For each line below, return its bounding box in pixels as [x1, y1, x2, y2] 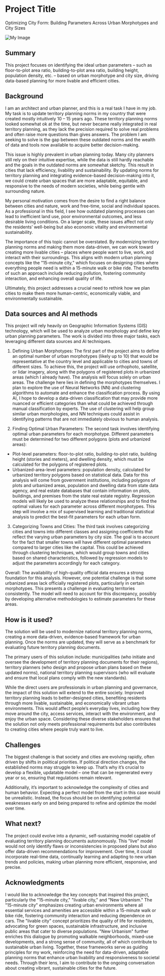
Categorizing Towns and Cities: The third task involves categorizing [12, 524, 150, 529]
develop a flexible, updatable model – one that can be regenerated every [5, 770, 153, 775]
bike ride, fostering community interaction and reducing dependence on [5, 912, 151, 918]
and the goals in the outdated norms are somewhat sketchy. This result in [5, 162, 154, 168]
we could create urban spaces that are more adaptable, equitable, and [5, 178, 148, 184]
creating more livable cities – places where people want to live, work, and [5, 249, 154, 255]
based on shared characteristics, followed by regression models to [12, 555, 148, 561]
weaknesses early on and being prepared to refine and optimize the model [5, 800, 157, 806]
